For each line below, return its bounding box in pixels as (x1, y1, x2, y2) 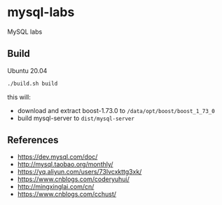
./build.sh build (7, 80, 58, 87)
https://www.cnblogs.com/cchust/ (17, 190, 117, 199)
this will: (7, 93, 32, 101)
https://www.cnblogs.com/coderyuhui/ (17, 175, 130, 183)
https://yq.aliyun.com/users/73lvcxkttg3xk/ (17, 168, 142, 176)
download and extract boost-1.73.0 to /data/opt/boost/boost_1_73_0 (17, 106, 215, 114)
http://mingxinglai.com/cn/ (17, 183, 95, 191)
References (7, 134, 59, 146)
